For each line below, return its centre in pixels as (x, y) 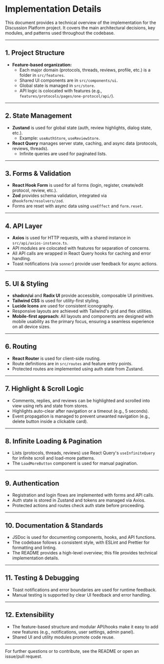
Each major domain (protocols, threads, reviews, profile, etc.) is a (85, 70)
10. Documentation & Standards (54, 525)
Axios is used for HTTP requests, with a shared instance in (71, 238)
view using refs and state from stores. (50, 406)
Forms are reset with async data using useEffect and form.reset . (77, 206)
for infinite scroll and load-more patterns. (53, 458)
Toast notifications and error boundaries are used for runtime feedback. (84, 590)
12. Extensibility (30, 615)
